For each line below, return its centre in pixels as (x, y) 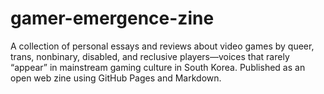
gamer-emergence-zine (112, 18)
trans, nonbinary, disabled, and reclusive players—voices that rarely (150, 56)
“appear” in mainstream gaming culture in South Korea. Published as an (158, 67)
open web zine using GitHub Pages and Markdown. (116, 78)
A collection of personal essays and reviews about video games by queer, (162, 46)
